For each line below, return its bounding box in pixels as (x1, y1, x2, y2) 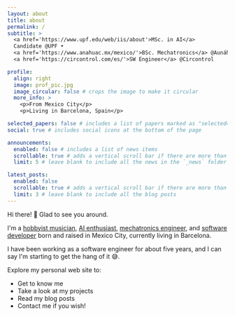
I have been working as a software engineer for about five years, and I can (7, 244, 222, 253)
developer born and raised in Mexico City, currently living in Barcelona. (7, 231, 212, 239)
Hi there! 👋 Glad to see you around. (7, 210, 108, 218)
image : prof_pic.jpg (13, 81, 73, 88)
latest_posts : (7, 171, 49, 178)
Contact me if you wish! (17, 302, 86, 310)
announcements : (7, 139, 52, 146)
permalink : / (7, 23, 45, 30)
